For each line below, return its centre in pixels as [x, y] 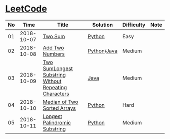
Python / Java [103, 51]
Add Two [53, 47]
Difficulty [134, 25]
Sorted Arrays [59, 108]
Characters [56, 94]
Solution [102, 25]
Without [52, 81]
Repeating [55, 87]
